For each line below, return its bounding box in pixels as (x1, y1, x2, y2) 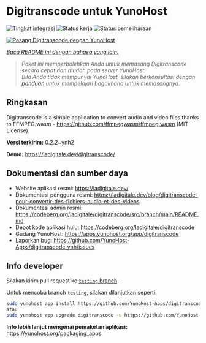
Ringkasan (6, 97, 48, 108)
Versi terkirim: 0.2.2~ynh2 (6, 138, 75, 146)
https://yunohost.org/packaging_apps (6, 330, 102, 337)
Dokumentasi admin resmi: (15, 204, 83, 211)
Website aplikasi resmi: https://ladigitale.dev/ (15, 184, 129, 192)
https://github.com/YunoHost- (53, 236, 130, 244)
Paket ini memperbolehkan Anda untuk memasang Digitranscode (21, 60, 187, 67)
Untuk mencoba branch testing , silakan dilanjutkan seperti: (6, 289, 158, 296)
